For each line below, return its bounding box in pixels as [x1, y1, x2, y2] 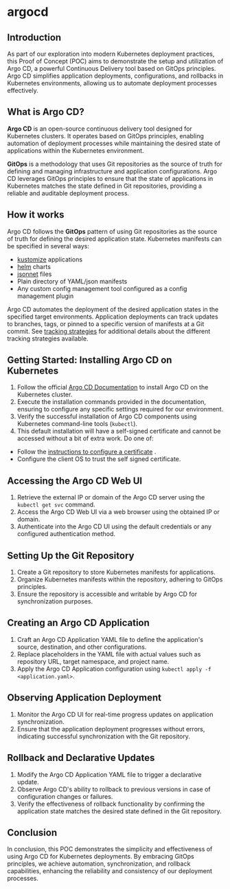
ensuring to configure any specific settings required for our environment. [16, 405, 224, 414]
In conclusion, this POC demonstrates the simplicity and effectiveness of [7, 845, 213, 853]
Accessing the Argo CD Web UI [7, 475, 143, 486]
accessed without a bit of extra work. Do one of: [16, 434, 154, 442]
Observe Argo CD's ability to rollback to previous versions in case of [16, 785, 211, 793]
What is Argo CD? [7, 106, 84, 118]
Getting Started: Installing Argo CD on [7, 354, 172, 366]
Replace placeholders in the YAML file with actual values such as [16, 650, 201, 658]
